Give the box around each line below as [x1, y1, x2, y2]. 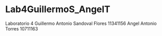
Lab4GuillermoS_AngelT [5, 4, 110, 15]
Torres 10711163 [5, 25, 38, 31]
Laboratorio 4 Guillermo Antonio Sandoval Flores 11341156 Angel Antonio [5, 20, 157, 26]
